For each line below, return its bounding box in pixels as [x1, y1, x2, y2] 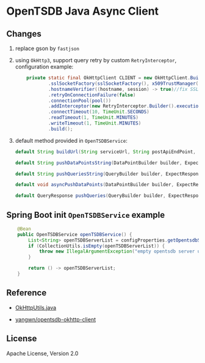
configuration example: [15, 63, 74, 70]
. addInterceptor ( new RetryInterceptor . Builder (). [48, 103, 177, 109]
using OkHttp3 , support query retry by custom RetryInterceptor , [15, 57, 177, 63]
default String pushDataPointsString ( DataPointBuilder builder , [15, 160, 182, 166]
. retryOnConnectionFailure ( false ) [48, 92, 136, 98]
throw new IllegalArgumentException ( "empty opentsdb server [38, 248, 195, 254]
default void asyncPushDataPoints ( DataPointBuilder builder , [15, 182, 174, 188]
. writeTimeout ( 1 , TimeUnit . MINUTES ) [48, 120, 142, 126]
